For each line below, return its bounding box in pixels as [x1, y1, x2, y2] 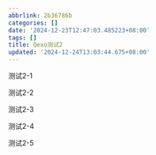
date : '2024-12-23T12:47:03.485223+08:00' [8, 26, 150, 34]
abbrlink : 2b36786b [8, 11, 73, 20]
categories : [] [8, 19, 59, 27]
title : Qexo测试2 [8, 41, 63, 49]
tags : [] [8, 33, 37, 42]
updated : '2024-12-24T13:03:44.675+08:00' [8, 48, 150, 56]
